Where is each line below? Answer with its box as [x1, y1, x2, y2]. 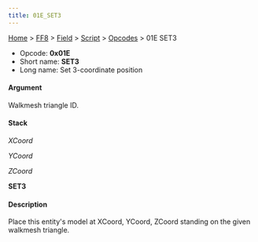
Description [8, 200, 48, 209]
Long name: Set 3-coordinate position [19, 64, 143, 75]
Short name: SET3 [19, 57, 80, 66]
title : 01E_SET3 [8, 11, 61, 20]
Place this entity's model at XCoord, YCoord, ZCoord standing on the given [8, 217, 251, 226]
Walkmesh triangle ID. [8, 100, 79, 110]
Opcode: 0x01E [19, 48, 71, 57]
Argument [8, 83, 42, 93]
